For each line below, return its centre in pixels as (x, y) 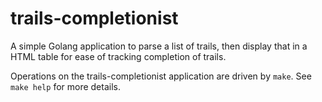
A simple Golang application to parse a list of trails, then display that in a (159, 46)
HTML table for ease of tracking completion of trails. (118, 56)
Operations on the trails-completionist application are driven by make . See (161, 76)
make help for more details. (65, 86)
